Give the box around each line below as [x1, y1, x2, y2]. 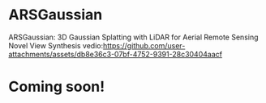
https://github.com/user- [102, 40, 186, 50]
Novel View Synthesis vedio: [8, 40, 104, 50]
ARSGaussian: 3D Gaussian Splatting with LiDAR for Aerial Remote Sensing [8, 32, 259, 42]
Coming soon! [8, 78, 105, 96]
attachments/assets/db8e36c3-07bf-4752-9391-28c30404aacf [8, 49, 223, 59]
